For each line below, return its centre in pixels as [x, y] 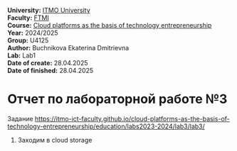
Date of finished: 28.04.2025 [51, 71]
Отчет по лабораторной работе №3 [117, 99]
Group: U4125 [28, 40]
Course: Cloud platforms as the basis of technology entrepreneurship [110, 25]
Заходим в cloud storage [55, 140]
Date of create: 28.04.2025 [48, 63]
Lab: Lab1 [22, 55]
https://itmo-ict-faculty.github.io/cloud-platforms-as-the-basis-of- [132, 118]
